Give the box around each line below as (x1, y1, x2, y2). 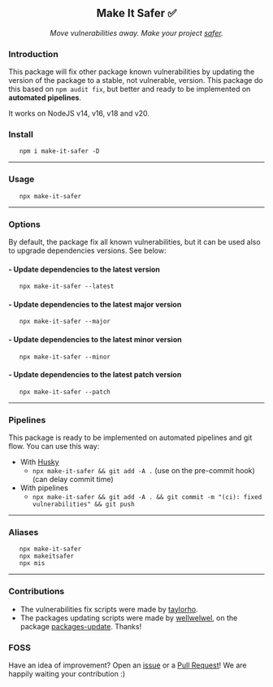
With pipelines (19, 483, 69, 493)
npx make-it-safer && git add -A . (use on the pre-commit (32, 466, 234, 476)
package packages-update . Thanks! (19, 621, 142, 631)
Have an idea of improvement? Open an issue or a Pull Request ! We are (8, 660, 247, 670)
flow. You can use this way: (8, 441, 100, 451)
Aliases (8, 527, 39, 538)
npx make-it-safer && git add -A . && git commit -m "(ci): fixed (32, 494, 262, 502)
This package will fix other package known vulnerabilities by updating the (8, 67, 255, 76)
